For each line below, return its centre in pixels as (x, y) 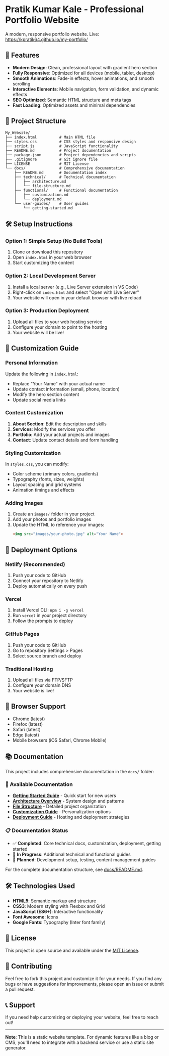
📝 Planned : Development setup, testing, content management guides (84, 860)
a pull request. (20, 989)
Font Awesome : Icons (35, 917)
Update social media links (39, 400)
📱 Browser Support (35, 707)
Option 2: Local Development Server (51, 276)
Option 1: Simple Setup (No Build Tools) (54, 241)
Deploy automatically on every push (50, 586)
